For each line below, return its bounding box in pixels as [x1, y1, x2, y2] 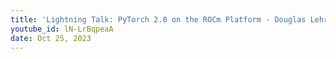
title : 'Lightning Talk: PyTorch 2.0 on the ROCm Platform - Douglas [10, 14, 307, 25]
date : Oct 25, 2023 [10, 33, 92, 43]
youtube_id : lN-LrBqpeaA [10, 24, 114, 34]
